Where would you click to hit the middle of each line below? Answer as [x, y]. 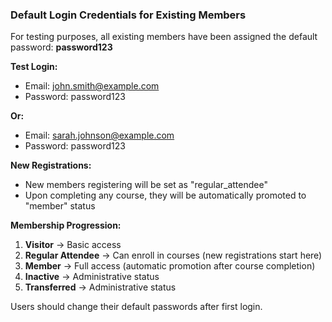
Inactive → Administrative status [92, 277]
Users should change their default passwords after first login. [136, 307]
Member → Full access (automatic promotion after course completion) [170, 266]
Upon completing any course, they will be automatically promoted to [165, 195]
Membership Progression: [66, 225]
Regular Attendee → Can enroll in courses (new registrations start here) [173, 255]
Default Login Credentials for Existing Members [128, 15]
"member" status [60, 206]
